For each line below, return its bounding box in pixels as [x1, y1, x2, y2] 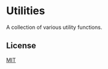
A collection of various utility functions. [6, 24, 103, 31]
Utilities [6, 4, 45, 18]
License [6, 41, 36, 51]
